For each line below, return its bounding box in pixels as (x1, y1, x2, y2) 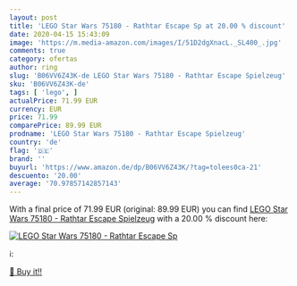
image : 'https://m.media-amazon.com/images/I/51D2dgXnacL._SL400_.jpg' (9, 38, 282, 47)
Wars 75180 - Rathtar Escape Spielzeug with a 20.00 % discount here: (9, 214, 268, 224)
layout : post (9, 13, 58, 22)
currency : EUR (9, 105, 63, 114)
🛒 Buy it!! (9, 266, 43, 277)
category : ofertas (9, 55, 78, 63)
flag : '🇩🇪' (9, 146, 54, 155)
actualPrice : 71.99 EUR (9, 96, 98, 105)
